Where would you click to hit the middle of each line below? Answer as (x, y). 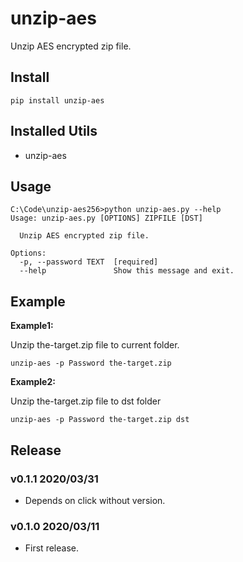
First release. (51, 548)
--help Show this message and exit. (127, 271)
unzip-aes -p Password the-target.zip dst (100, 420)
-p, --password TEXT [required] (89, 262)
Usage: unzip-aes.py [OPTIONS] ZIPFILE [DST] (106, 218)
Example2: (33, 382)
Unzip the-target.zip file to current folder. (95, 345)
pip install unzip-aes (57, 100)
